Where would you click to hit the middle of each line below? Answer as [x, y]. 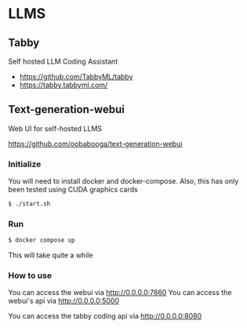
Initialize [25, 164]
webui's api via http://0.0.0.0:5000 [64, 301]
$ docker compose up [42, 240]
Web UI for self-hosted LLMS [55, 128]
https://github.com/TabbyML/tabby [76, 77]
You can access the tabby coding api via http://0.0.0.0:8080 [105, 316]
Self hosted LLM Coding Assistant [63, 61]
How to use [30, 275]
